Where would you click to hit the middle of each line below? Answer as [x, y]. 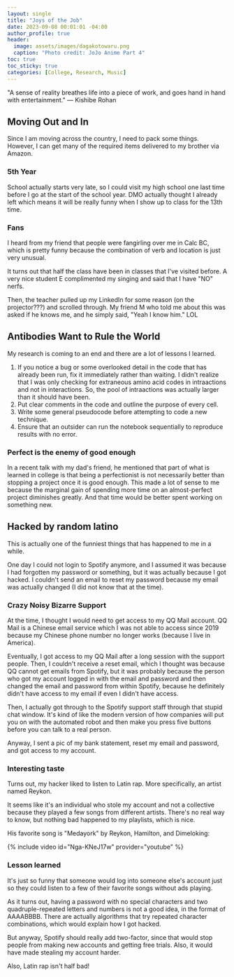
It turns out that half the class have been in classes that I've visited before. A [117, 271]
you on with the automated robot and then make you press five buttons [109, 722]
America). [22, 643]
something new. [30, 505]
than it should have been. [54, 397]
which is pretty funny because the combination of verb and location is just [114, 250]
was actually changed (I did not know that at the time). [86, 587]
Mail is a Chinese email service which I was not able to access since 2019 [113, 628]
